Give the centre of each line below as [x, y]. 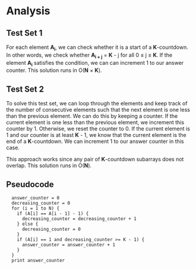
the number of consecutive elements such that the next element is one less [98, 110]
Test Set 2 [25, 89]
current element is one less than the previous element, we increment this [95, 123]
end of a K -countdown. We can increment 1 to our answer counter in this [95, 142]
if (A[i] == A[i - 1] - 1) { [53, 214]
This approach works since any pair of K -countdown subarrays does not [95, 159]
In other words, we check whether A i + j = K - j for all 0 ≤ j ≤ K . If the [89, 56]
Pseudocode [30, 184]
